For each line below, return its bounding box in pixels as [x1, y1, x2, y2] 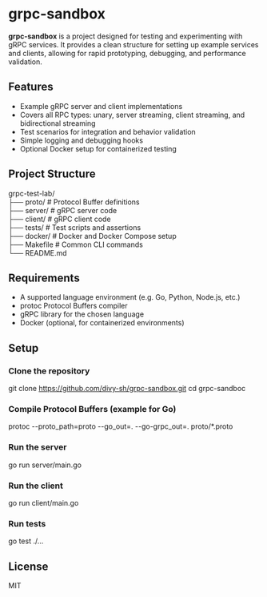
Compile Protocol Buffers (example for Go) [8, 403, 177, 414]
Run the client [8, 480, 64, 491]
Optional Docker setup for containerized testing [19, 143, 177, 153]
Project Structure [8, 167, 96, 181]
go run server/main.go [8, 460, 82, 470]
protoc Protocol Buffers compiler [19, 301, 128, 311]
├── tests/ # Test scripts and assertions [8, 222, 141, 232]
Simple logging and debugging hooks [19, 135, 144, 145]
